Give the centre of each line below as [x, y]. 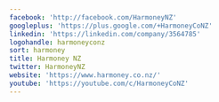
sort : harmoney [37, 51]
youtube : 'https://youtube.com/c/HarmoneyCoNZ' [99, 83]
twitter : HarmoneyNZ [48, 67]
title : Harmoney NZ [45, 59]
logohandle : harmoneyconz [57, 42]
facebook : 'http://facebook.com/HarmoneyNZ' [93, 17]
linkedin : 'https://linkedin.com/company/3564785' [105, 34]
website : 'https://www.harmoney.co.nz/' [85, 75]
